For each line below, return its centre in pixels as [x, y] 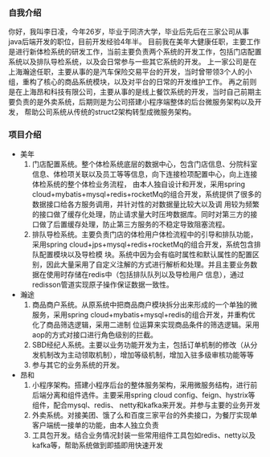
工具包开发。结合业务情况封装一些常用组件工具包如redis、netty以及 [143, 435]
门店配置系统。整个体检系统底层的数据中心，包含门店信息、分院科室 [145, 164]
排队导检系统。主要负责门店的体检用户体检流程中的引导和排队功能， [145, 234]
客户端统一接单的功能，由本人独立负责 [95, 425]
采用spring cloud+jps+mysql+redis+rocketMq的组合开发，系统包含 [143, 244]
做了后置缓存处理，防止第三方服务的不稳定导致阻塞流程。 [134, 224]
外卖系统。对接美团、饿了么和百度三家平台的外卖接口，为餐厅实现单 [145, 414]
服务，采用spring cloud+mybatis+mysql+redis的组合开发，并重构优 [143, 314]
